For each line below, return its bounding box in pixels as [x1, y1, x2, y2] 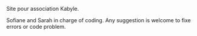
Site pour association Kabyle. [6, 5, 79, 12]
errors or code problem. [6, 23, 66, 30]
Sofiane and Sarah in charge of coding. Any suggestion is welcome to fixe [6, 17, 191, 23]
